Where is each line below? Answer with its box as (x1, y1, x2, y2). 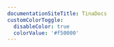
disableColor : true (13, 23, 70, 30)
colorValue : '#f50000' (13, 29, 79, 37)
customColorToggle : (7, 17, 64, 23)
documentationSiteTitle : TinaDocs (7, 10, 108, 17)
